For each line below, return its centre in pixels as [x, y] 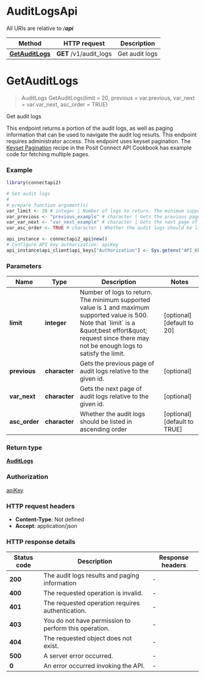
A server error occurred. [78, 656]
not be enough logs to [111, 346]
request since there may [114, 338]
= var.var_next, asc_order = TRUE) [64, 104]
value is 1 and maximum [114, 307]
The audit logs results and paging [92, 576]
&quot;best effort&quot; [113, 331]
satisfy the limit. [102, 353]
